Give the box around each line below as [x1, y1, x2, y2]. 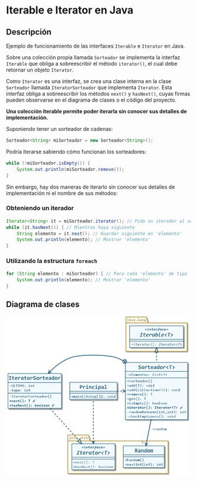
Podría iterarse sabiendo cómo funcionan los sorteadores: [6, 148, 147, 155]
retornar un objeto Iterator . [6, 66, 74, 73]
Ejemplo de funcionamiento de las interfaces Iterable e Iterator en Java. [6, 42, 185, 49]
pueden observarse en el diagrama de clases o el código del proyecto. [6, 96, 177, 103]
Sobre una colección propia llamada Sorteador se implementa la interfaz [6, 54, 181, 60]
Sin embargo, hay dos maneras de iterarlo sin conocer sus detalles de [6, 183, 175, 190]
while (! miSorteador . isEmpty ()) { [6, 160, 91, 166]
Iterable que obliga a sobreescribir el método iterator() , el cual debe [6, 60, 178, 67]
